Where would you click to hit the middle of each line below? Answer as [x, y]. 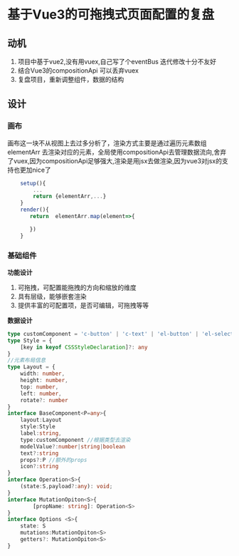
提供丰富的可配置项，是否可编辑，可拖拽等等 [83, 305]
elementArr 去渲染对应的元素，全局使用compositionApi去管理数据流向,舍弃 [117, 152]
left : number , [41, 393]
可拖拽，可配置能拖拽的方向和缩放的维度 [77, 287]
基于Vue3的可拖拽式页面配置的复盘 [111, 15]
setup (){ [33, 183]
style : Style [38, 427]
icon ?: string [39, 467]
